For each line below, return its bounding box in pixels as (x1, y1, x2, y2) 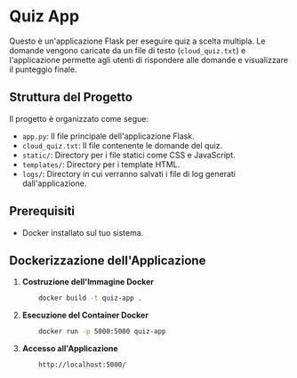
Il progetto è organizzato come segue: (9, 113, 149, 124)
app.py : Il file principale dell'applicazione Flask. (21, 131, 195, 141)
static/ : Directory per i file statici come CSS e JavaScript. (21, 149, 236, 160)
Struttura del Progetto (9, 90, 133, 105)
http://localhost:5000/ (38, 360, 126, 370)
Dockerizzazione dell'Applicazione (9, 253, 206, 268)
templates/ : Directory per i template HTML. (21, 158, 181, 170)
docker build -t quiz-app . (38, 294, 142, 303)
